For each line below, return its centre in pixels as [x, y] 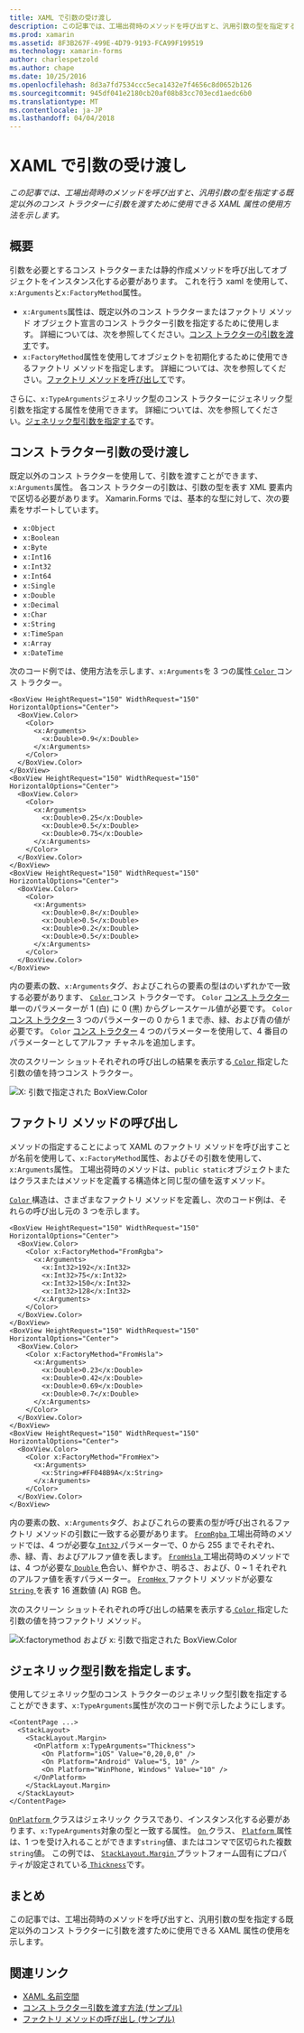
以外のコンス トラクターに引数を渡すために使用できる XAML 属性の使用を [154, 1931]
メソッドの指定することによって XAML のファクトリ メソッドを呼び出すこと [150, 1146]
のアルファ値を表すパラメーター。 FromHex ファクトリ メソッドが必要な [141, 1578]
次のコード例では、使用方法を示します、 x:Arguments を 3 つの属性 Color [142, 671]
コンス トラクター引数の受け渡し [99, 452]
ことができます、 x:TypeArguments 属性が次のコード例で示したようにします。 [150, 1705]
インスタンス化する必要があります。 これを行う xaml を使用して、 [170, 281]
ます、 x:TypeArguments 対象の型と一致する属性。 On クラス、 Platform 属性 [155, 1831]
